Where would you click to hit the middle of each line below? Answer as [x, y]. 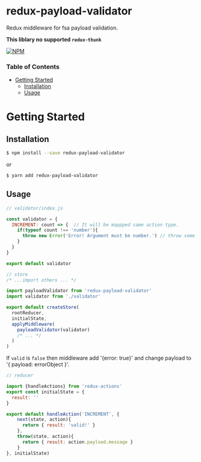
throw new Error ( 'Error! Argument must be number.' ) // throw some [109, 236]
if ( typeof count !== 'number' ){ [57, 230]
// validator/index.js [35, 208]
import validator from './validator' [54, 296]
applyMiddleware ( [33, 324]
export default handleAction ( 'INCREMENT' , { [63, 414]
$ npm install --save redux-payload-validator [66, 153]
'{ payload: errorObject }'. [38, 364]
